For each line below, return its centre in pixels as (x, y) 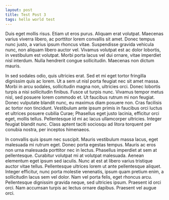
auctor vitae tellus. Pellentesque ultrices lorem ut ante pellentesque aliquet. (83, 166)
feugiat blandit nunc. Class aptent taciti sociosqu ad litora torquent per (78, 124)
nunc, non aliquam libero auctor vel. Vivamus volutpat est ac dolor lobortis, (83, 50)
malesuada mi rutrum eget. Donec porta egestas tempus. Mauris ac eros (81, 145)
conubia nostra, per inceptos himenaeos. (48, 130)
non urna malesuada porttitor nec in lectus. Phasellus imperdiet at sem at (81, 150)
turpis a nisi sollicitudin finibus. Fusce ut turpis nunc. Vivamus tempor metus (84, 92)
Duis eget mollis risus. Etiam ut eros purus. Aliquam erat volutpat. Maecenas (84, 34)
